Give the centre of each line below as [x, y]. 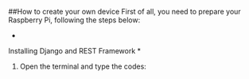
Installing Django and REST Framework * [75, 51]
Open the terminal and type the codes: [83, 66]
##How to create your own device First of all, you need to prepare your [124, 12]
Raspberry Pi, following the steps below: [74, 20]
